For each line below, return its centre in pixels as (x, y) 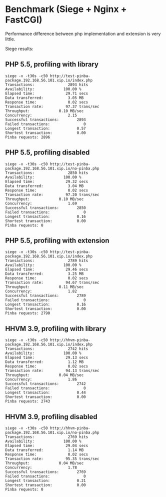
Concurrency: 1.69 (41, 203)
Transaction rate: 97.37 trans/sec (52, 106)
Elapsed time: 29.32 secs (47, 181)
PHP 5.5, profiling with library (52, 64)
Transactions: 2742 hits (47, 349)
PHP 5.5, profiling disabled (47, 153)
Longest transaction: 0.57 (45, 128)
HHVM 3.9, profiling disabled (51, 417)
